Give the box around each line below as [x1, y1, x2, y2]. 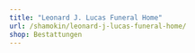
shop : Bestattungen [9, 30, 83, 39]
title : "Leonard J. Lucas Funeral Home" [9, 13, 164, 22]
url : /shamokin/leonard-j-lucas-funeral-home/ [9, 22, 187, 31]
